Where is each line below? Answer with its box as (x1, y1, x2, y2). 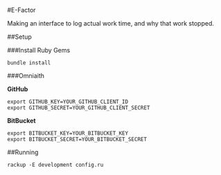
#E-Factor (7, 6, 36, 14)
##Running (7, 148, 39, 156)
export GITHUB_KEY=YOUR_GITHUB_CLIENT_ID (7, 98, 129, 105)
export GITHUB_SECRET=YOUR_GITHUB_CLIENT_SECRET (7, 104, 150, 111)
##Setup (7, 33, 33, 41)
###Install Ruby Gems (7, 46, 71, 54)
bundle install (7, 59, 51, 66)
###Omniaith (7, 72, 45, 80)
